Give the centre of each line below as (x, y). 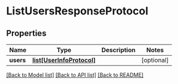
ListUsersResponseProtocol (77, 11)
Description (119, 50)
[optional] (155, 60)
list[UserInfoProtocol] (64, 60)
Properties (26, 33)
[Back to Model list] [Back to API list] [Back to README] (75, 75)
